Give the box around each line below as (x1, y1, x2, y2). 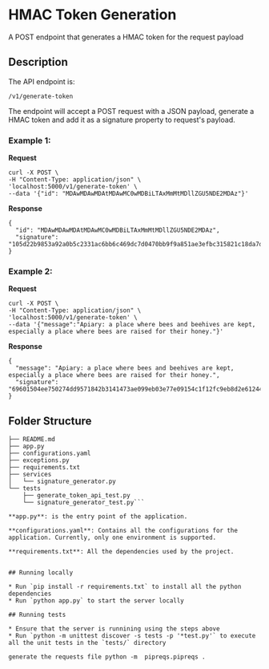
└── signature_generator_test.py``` (22, 499, 146, 507)
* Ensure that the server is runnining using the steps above (8, 625, 220, 633)
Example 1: (8, 135, 51, 146)
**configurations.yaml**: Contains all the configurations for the (8, 527, 239, 535)
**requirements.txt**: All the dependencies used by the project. (8, 548, 235, 556)
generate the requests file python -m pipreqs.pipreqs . (8, 653, 206, 661)
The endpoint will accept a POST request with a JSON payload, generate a (8, 106, 255, 116)
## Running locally (8, 569, 74, 577)
